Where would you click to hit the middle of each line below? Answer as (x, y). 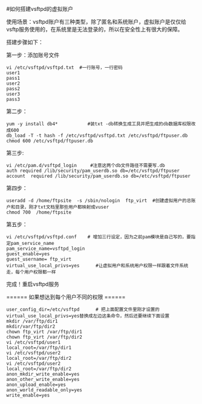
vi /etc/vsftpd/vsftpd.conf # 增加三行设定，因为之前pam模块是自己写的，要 (99, 237)
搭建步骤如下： (25, 42)
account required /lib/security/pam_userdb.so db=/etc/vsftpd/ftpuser (98, 176)
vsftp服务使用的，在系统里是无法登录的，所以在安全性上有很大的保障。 (95, 29)
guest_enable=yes (28, 254)
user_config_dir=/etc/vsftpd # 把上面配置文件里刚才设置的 (83, 310)
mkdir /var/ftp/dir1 (32, 321)
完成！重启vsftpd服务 (33, 284)
